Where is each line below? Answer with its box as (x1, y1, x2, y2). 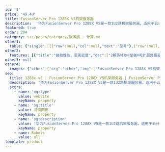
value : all (18, 135, 41, 140)
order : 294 (5, 30, 27, 35)
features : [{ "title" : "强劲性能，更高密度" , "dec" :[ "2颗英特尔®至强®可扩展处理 (9, 52, 158, 58)
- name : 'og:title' (14, 103, 54, 108)
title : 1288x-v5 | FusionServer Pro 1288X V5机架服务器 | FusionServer (9, 76, 156, 80)
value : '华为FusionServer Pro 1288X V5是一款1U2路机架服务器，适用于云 (18, 121, 156, 126)
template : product (5, 139, 43, 145)
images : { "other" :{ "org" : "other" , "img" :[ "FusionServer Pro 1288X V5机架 (9, 67, 160, 72)
